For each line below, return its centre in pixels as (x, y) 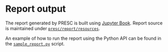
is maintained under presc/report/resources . (53, 28)
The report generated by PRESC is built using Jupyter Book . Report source (84, 23)
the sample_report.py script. (35, 43)
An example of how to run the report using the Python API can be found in (83, 38)
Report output (36, 9)
